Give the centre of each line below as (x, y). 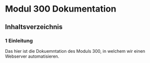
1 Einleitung (19, 41)
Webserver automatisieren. (32, 56)
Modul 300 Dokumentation (61, 9)
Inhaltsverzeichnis (34, 27)
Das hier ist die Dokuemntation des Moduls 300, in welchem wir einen (75, 51)
